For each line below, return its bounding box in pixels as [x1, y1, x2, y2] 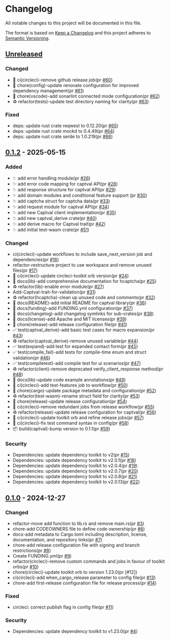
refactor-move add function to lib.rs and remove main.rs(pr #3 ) [12, 520, 145, 527]
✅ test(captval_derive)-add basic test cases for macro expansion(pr [12, 327, 155, 333]
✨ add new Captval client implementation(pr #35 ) [12, 209, 117, 215]
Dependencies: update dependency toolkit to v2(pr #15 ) [12, 452, 130, 458]
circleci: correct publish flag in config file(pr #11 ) [12, 604, 114, 611]
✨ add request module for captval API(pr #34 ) [12, 204, 110, 210]
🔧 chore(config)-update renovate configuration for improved [12, 82, 139, 88]
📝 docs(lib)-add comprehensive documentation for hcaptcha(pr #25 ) [12, 278, 157, 284]
